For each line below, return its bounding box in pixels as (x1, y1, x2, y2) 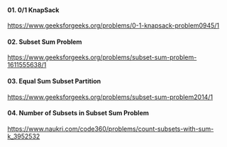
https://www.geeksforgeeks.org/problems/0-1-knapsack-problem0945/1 (7, 21, 220, 30)
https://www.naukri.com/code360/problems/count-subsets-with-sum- (7, 124, 214, 133)
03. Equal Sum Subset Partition (7, 77, 101, 85)
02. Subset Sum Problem (7, 37, 82, 46)
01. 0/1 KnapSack (7, 6, 60, 14)
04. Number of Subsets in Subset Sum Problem (7, 109, 149, 117)
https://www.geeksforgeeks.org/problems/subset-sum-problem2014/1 (7, 93, 214, 101)
